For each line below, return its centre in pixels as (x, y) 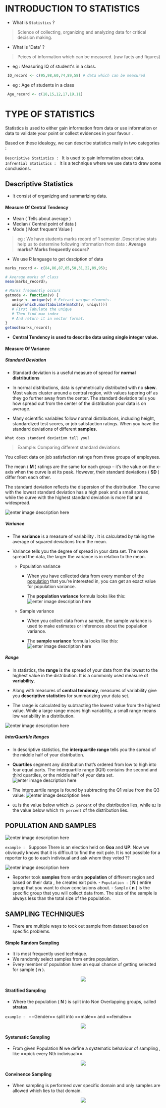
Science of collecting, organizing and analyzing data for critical (82, 32)
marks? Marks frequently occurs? (53, 249)
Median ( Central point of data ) (44, 224)
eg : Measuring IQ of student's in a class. (54, 66)
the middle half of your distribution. (48, 754)
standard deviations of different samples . (55, 429)
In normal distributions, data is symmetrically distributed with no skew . (84, 387)
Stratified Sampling (26, 990)
